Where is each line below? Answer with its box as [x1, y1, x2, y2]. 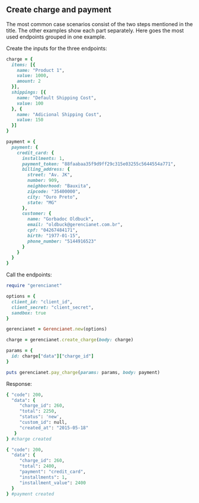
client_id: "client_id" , [11, 298, 73, 305]
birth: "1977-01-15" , [27, 232, 81, 238]
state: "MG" [27, 199, 57, 206]
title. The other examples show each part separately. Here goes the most [6, 27, 184, 34]
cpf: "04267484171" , [27, 227, 78, 234]
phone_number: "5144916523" [27, 238, 97, 244]
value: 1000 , [17, 73, 49, 79]
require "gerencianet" [6, 282, 62, 289]
